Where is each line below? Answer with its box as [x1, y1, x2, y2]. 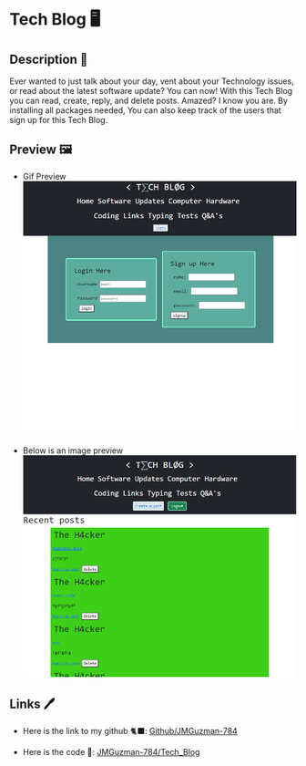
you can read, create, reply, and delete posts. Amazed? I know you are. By [9, 95, 289, 106]
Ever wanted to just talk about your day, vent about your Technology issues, [9, 76, 294, 87]
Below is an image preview [22, 445, 124, 456]
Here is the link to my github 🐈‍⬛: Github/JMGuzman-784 [22, 726, 239, 737]
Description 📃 [9, 51, 88, 67]
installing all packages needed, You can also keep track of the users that [9, 105, 282, 116]
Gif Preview [22, 171, 66, 181]
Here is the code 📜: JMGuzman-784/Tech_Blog [22, 747, 200, 758]
